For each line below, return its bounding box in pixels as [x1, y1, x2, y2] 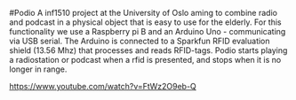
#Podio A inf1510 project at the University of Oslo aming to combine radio [9, 8, 278, 18]
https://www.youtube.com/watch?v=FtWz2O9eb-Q [9, 81, 197, 91]
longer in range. [9, 64, 68, 74]
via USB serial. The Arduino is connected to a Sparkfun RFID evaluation [9, 35, 270, 46]
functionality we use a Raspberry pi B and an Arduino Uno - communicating [9, 27, 286, 36]
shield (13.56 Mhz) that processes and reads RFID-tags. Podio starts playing [9, 45, 288, 56]
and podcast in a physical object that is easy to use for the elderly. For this [9, 17, 282, 27]
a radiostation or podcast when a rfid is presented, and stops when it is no [9, 55, 282, 65]
